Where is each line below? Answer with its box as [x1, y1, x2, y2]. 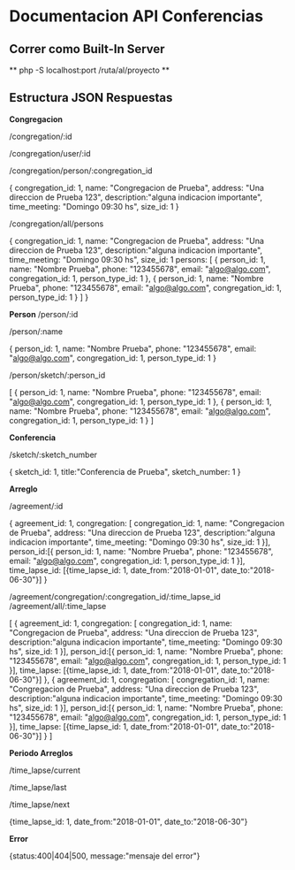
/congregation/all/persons [9, 218, 104, 229]
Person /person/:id [9, 309, 79, 319]
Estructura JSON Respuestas [9, 90, 173, 105]
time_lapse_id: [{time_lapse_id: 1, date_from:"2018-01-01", [9, 564, 219, 576]
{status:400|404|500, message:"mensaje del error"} [9, 851, 200, 861]
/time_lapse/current [9, 765, 81, 775]
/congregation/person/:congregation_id [9, 165, 153, 176]
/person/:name [9, 325, 64, 337]
